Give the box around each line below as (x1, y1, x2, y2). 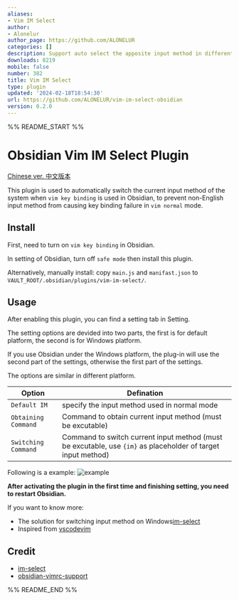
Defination (127, 388, 164, 398)
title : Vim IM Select (7, 76, 72, 84)
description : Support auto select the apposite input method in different (7, 50, 234, 58)
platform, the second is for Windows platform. (7, 336, 142, 345)
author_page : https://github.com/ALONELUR (7, 37, 135, 44)
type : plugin (7, 83, 46, 90)
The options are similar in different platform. (7, 371, 137, 380)
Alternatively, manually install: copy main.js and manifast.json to (7, 268, 198, 277)
